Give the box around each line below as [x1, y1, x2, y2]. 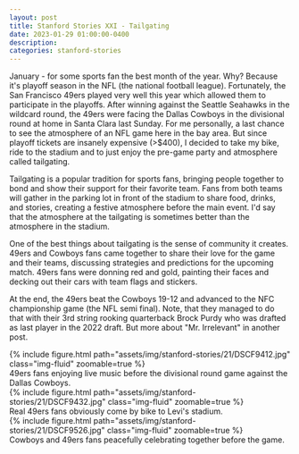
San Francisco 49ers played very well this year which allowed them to [9, 90, 266, 101]
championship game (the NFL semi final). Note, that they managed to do [9, 303, 275, 314]
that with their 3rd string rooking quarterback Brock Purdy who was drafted [9, 313, 287, 324]
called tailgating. [9, 156, 71, 167]
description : [9, 38, 58, 47]
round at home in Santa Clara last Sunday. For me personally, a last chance [9, 118, 285, 130]
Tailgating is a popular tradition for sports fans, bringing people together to [9, 173, 284, 184]
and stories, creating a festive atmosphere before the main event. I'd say [9, 202, 276, 213]
